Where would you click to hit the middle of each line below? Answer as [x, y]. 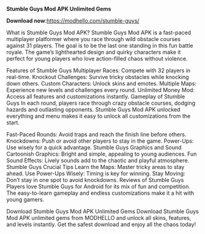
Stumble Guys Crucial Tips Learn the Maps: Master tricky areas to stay [95, 167]
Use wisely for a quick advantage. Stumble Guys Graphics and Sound [94, 147]
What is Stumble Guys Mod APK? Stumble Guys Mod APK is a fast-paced [99, 32]
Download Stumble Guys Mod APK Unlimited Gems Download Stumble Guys [102, 211]
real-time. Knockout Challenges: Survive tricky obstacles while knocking [98, 77]
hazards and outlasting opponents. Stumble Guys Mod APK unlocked [93, 109]
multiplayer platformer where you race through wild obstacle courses [93, 39]
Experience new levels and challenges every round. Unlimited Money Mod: [100, 90]
